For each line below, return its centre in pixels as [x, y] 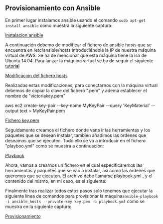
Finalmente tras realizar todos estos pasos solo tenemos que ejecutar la [79, 191]
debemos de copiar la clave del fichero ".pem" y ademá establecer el [76, 90]
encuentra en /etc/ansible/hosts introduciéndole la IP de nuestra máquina [81, 50]
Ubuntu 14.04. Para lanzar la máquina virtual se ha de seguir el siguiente [79, 60]
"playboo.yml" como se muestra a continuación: [55, 146]
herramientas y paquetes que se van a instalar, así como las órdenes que [80, 170]
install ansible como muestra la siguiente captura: [59, 25]
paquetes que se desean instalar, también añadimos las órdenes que [76, 135]
